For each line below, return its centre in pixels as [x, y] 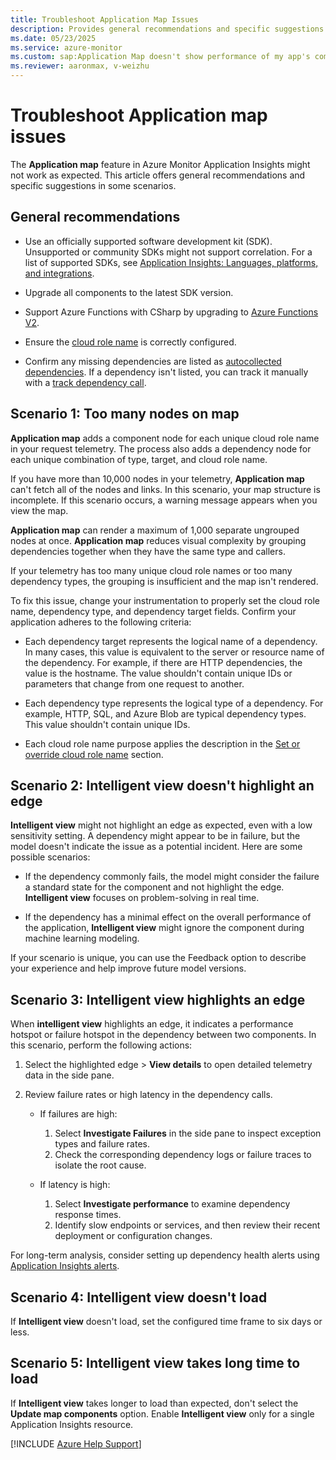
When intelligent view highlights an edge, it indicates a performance [152, 1024]
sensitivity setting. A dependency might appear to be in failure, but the [155, 836]
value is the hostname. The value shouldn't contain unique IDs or [158, 673]
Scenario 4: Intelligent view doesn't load [139, 1297]
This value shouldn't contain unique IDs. [107, 724]
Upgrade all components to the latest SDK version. [129, 292]
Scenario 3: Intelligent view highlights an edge [158, 999]
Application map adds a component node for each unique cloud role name [165, 438]
